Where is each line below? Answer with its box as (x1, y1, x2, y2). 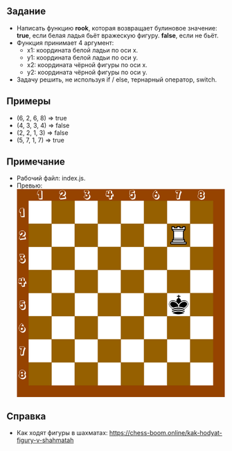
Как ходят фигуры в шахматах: (16, 429, 108, 437)
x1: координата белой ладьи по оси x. (26, 46, 139, 54)
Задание (6, 6, 46, 17)
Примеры (6, 95, 51, 107)
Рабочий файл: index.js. (16, 174, 86, 183)
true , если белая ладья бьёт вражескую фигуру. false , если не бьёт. (16, 31, 219, 39)
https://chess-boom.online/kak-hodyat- (109, 429, 223, 437)
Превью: (16, 181, 43, 190)
